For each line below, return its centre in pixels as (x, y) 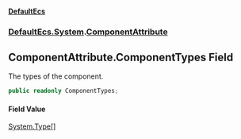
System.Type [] (32, 126)
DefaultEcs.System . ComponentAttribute (88, 32)
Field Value (27, 109)
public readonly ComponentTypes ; (63, 91)
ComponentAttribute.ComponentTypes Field (121, 57)
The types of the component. (56, 76)
